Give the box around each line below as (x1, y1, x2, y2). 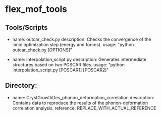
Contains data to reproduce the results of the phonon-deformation (12, 100, 148, 106)
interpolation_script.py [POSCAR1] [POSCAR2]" (12, 67, 109, 73)
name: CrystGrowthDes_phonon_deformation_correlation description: (12, 94, 155, 100)
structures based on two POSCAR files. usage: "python (12, 62, 125, 67)
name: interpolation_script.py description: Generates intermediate (12, 57, 147, 62)
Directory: (5, 81, 37, 90)
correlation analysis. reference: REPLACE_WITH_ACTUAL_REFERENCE (12, 105, 157, 111)
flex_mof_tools (5, 3, 67, 15)
